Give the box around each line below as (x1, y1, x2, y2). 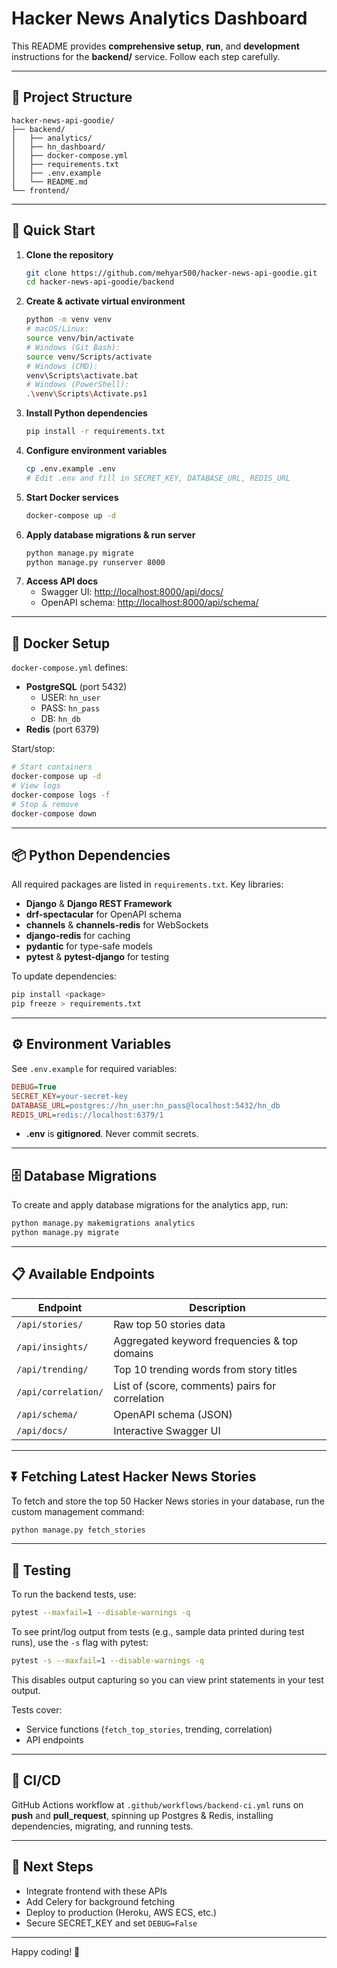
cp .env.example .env (25, 464, 116, 474)
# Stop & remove (11, 799, 79, 809)
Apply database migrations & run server (25, 528, 196, 541)
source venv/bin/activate (25, 333, 134, 344)
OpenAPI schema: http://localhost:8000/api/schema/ (40, 597, 259, 609)
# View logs (11, 781, 61, 791)
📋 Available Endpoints (11, 1266, 156, 1283)
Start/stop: (11, 743, 56, 755)
